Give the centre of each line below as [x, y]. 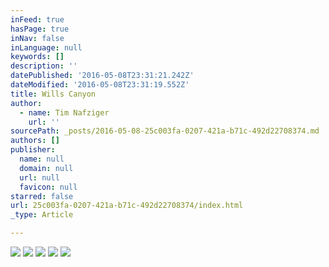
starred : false [42, 196]
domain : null [46, 168]
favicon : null [48, 187]
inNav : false [37, 38]
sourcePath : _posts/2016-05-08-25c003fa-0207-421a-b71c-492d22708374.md [165, 131]
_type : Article [42, 215]
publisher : [33, 150]
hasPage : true [40, 29]
